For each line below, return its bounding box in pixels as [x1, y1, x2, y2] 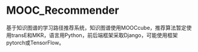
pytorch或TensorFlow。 [6, 39, 64, 46]
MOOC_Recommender [6, 4, 119, 17]
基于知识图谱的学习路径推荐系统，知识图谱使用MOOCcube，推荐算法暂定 [6, 24, 187, 31]
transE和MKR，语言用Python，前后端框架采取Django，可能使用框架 [11, 31, 178, 39]
